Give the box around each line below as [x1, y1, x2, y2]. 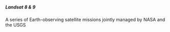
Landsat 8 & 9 [5, 4, 36, 10]
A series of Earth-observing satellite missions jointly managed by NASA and [5, 16, 165, 22]
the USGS [5, 21, 26, 27]
